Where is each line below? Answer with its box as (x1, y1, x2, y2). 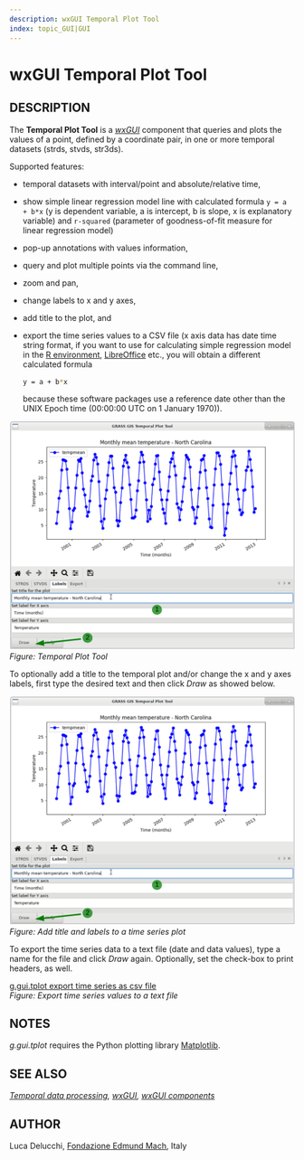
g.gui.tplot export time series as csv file (9, 980, 157, 991)
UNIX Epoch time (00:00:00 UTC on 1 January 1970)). (22, 403, 223, 414)
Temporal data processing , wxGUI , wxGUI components (9, 1090, 215, 1101)
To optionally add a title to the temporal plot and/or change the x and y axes (9, 668, 292, 679)
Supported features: (9, 161, 84, 172)
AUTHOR (9, 1117, 62, 1132)
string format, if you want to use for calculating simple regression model (22, 339, 291, 350)
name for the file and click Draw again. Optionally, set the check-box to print (9, 953, 294, 964)
